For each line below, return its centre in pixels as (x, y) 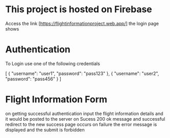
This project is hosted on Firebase (79, 9)
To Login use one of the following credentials (53, 63)
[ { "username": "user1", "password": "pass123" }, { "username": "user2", (82, 73)
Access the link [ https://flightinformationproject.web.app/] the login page (82, 23)
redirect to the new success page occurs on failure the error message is (81, 124)
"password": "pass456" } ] (33, 79)
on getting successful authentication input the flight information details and (84, 114)
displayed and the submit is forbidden (45, 130)
